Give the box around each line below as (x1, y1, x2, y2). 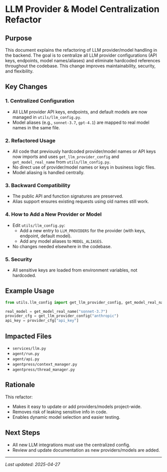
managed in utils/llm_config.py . (12, 114, 82, 120)
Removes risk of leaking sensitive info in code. (12, 409, 108, 415)
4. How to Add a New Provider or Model (5, 211, 102, 218)
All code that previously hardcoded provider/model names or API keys (12, 148, 156, 154)
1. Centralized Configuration (5, 97, 75, 104)
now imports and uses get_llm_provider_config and (12, 153, 119, 160)
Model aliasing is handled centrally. (12, 169, 85, 175)
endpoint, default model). (19, 233, 72, 239)
